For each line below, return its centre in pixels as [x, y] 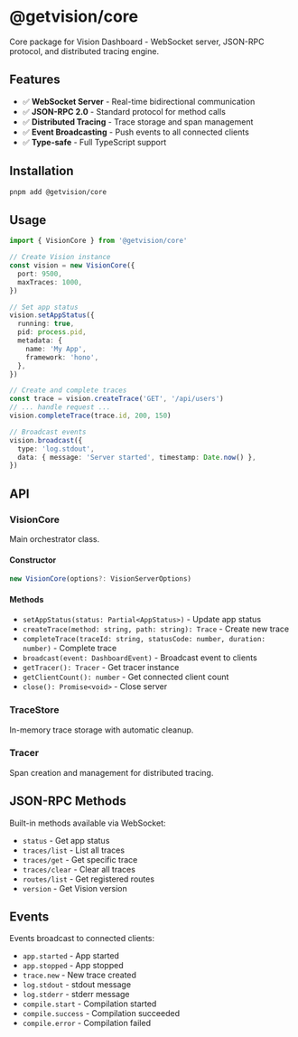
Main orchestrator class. [55, 538]
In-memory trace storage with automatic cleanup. [102, 730]
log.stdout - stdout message [77, 985]
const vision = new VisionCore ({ [72, 266]
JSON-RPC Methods [68, 801]
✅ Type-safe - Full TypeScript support [94, 142]
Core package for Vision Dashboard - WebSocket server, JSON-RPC [137, 42]
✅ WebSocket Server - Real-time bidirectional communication [139, 101]
